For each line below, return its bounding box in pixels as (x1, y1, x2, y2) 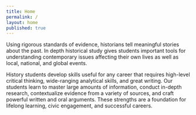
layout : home (6, 19, 38, 25)
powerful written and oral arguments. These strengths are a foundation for (6, 96, 187, 103)
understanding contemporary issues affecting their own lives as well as (6, 53, 179, 60)
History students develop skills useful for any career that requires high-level (6, 71, 190, 78)
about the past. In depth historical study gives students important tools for (6, 48, 186, 55)
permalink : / (6, 14, 38, 20)
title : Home (6, 8, 35, 15)
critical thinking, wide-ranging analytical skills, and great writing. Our (6, 77, 173, 84)
